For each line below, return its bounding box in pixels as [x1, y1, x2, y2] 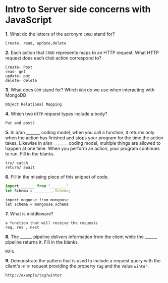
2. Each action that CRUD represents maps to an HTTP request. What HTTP [5, 49, 159, 55]
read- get [5, 69, 26, 74]
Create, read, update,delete [5, 40, 67, 46]
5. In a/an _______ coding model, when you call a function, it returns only [5, 129, 155, 135]
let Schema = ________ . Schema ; [5, 188, 71, 193]
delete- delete [5, 78, 37, 83]
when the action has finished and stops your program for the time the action [5, 135, 163, 141]
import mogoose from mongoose [5, 197, 69, 202]
